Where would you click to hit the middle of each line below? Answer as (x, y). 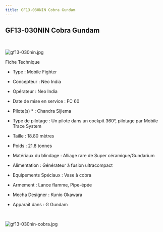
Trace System (27, 126)
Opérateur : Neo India (35, 91)
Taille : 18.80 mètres (33, 136)
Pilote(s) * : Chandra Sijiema (42, 111)
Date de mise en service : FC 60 (46, 101)
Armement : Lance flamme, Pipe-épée (52, 185)
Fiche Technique (23, 62)
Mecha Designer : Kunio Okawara (47, 195)
